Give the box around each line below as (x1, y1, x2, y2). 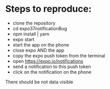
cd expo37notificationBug (12, 25, 68, 31)
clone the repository (12, 20, 56, 26)
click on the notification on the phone (12, 69, 92, 75)
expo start (12, 36, 35, 42)
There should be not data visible (5, 79, 73, 85)
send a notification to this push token (12, 63, 91, 70)
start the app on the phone (12, 41, 69, 48)
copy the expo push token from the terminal (12, 52, 105, 59)
